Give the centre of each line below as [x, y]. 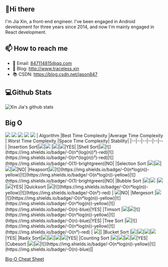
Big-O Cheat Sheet [25, 259]
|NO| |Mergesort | [138, 193]
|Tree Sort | [114, 221]
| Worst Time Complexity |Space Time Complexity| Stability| [67, 141]
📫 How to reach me [37, 49]
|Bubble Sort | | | [137, 181]
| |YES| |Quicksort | [27, 187]
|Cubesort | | [20, 244]
